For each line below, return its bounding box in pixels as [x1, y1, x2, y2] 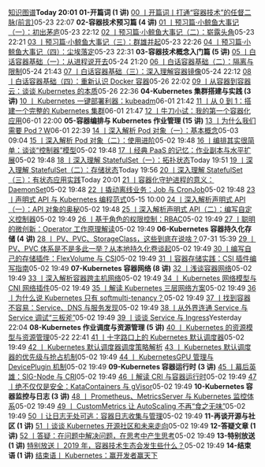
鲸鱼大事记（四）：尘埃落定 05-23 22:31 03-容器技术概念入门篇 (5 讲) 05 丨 [8, 47, 250, 56]
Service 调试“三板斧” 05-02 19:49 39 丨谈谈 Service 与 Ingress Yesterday [8, 313, 242, 322]
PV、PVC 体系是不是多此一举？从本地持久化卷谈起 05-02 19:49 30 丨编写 [8, 244, 245, 253]
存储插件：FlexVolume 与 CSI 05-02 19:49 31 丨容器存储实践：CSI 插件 [21, 254, 250, 263]
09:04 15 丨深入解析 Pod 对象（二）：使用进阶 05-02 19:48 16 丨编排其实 [8, 135, 241, 145]
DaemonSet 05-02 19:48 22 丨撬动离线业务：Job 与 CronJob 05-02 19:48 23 [8, 185, 256, 194]
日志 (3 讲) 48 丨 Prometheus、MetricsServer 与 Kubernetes [35, 391, 232, 401]
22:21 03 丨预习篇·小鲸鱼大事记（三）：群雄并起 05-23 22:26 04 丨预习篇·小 [8, 37, 252, 46]
